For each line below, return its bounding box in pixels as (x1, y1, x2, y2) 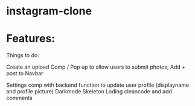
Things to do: (6, 52, 39, 59)
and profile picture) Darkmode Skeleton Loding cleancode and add (6, 88, 172, 95)
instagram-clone (6, 4, 92, 18)
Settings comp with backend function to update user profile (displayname (6, 81, 189, 89)
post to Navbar (6, 70, 43, 77)
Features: (6, 32, 56, 46)
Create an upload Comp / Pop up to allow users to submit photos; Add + (6, 63, 186, 70)
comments (6, 95, 33, 102)
